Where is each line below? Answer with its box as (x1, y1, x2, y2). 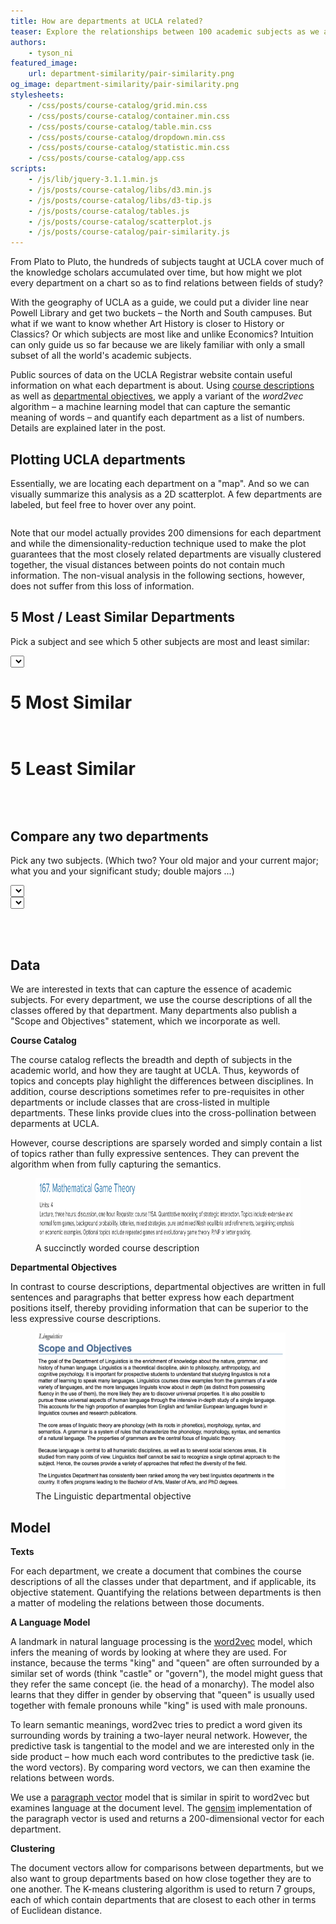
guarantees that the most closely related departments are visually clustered (10, 548, 322, 560)
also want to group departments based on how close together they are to (10, 1873, 312, 1885)
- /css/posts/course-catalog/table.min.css (28, 121, 213, 132)
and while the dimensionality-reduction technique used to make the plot (10, 537, 307, 549)
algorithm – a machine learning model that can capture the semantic (10, 401, 292, 413)
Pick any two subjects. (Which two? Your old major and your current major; (10, 855, 319, 867)
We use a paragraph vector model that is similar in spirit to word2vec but (10, 1791, 310, 1804)
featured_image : (10, 58, 78, 69)
